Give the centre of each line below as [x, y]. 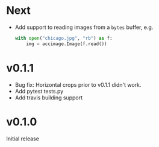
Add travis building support [49, 98]
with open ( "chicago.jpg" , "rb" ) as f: [64, 38]
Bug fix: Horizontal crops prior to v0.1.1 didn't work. [78, 84]
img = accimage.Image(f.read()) [67, 44]
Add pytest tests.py [39, 91]
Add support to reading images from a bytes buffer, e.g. [84, 27]
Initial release [23, 139]
